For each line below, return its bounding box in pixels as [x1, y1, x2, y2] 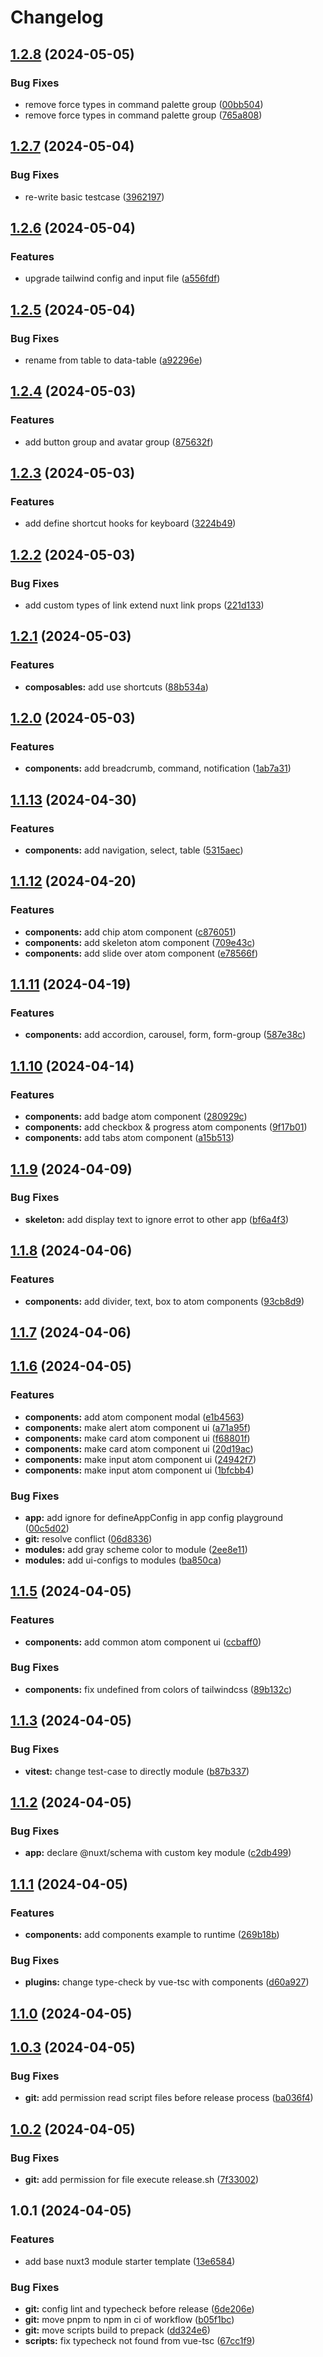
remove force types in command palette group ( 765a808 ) [24, 109, 263, 121]
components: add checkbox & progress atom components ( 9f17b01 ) [24, 1121, 308, 1133]
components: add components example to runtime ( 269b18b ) [24, 1928, 280, 1940]
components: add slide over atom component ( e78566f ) [24, 947, 259, 959]
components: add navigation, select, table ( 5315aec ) [24, 844, 244, 856]
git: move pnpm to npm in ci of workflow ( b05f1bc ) [24, 2313, 235, 2325]
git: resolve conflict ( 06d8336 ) [24, 1532, 153, 1545]
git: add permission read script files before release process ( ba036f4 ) [24, 2092, 314, 2104]
